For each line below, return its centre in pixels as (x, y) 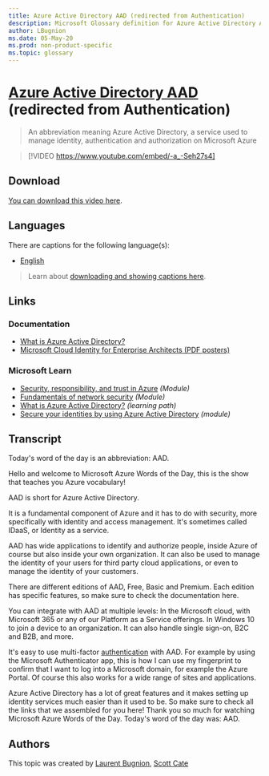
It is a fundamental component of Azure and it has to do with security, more (133, 513)
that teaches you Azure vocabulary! (67, 483)
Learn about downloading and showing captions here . (117, 276)
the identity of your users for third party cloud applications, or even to (123, 563)
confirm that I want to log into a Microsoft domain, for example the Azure (128, 669)
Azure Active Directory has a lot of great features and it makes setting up (128, 693)
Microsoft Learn (40, 371)
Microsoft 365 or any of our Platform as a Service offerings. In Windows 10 (131, 620)
